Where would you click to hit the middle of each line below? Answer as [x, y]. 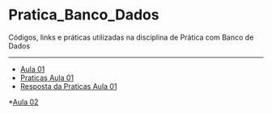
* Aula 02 [23, 102]
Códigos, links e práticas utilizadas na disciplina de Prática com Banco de [131, 37]
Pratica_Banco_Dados [84, 15]
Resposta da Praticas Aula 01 [68, 86]
